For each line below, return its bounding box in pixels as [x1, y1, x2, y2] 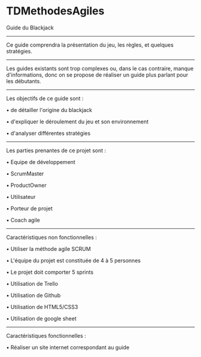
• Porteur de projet [6, 205, 53, 212]
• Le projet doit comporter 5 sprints [6, 268, 94, 276]
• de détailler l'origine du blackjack [6, 106, 93, 113]
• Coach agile [6, 216, 41, 223]
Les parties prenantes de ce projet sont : [6, 147, 106, 154]
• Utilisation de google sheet [6, 314, 77, 322]
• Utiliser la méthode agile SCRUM [6, 245, 91, 252]
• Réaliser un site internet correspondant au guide [6, 343, 130, 351]
